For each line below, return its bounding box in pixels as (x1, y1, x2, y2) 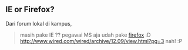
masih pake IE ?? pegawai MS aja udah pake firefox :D (19, 31, 151, 38)
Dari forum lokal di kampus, (5, 20, 72, 27)
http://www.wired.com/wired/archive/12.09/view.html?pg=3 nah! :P (19, 37, 183, 44)
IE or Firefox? (5, 5, 55, 15)
